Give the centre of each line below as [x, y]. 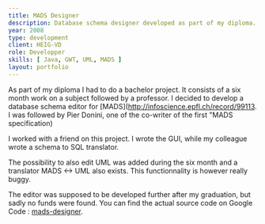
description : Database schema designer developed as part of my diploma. [132, 23]
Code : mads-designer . [45, 211]
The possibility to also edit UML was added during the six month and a [123, 162]
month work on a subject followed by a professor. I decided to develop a [126, 98]
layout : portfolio [38, 67]
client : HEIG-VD [35, 45]
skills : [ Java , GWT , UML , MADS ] [65, 60]
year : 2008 [26, 30]
